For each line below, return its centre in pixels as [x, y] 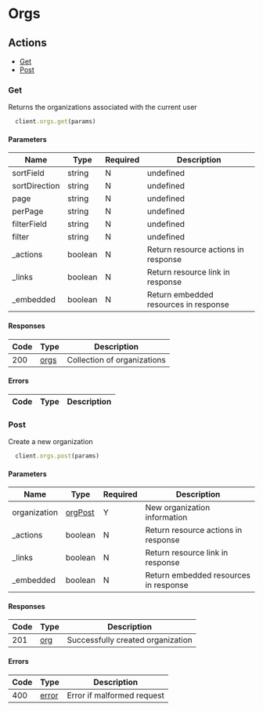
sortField [28, 173]
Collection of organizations [116, 359]
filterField [29, 224]
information [166, 517]
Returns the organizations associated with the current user [103, 108]
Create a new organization [51, 442]
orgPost [80, 512]
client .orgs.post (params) [58, 456]
